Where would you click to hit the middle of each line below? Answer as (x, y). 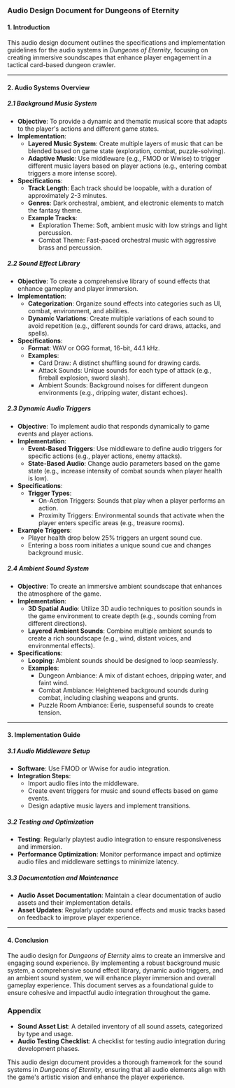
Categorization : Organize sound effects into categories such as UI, (125, 303)
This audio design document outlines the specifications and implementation (116, 43)
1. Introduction (29, 27)
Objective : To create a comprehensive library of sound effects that (114, 281)
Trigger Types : (50, 493)
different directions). (57, 623)
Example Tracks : (52, 217)
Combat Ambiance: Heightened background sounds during (123, 690)
